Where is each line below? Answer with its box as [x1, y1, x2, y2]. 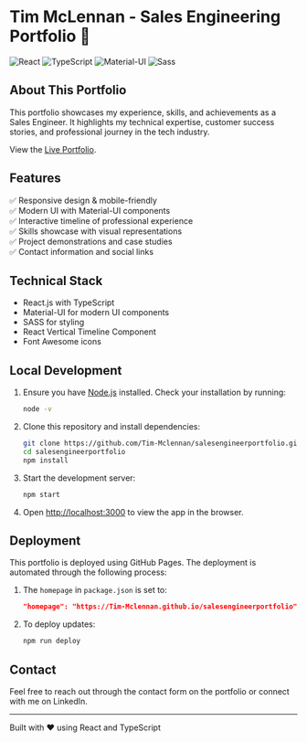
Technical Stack [9, 272, 103, 289]
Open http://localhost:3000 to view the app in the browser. [22, 506, 244, 517]
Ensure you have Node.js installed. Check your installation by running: [22, 387, 286, 398]
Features [9, 171, 61, 186]
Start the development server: [22, 472, 136, 483]
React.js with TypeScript [22, 297, 115, 308]
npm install [22, 455, 69, 465]
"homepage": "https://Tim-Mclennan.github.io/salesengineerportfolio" [22, 602, 298, 611]
